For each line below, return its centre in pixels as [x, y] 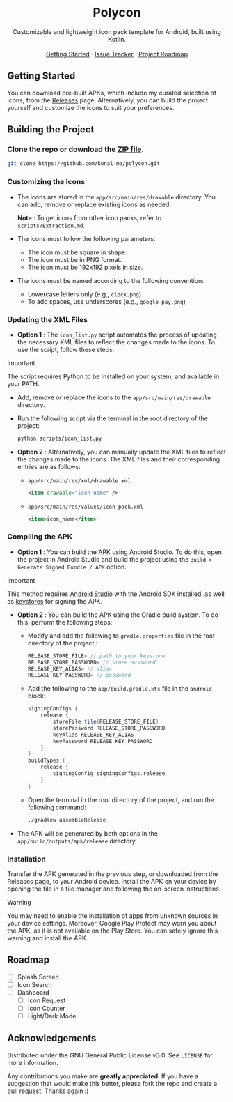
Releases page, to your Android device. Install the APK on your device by [112, 881]
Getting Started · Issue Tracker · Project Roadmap [117, 54]
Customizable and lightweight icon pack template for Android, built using [117, 31]
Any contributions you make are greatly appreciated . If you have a [103, 1076]
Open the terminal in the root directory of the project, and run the [121, 799]
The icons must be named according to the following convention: [110, 280]
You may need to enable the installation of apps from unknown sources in [112, 916]
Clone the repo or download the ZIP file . [76, 149]
